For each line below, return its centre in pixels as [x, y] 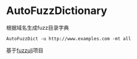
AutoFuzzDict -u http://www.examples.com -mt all [69, 39]
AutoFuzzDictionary [57, 11]
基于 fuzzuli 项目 [25, 50]
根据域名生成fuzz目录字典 [38, 27]
